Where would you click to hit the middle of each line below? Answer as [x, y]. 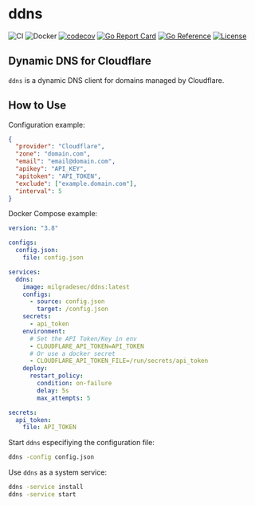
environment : [44, 331]
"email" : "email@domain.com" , [65, 162]
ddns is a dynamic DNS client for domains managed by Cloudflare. [116, 80]
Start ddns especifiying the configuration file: [82, 443]
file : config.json [53, 258]
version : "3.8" [33, 228]
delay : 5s [53, 391]
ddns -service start [43, 495]
